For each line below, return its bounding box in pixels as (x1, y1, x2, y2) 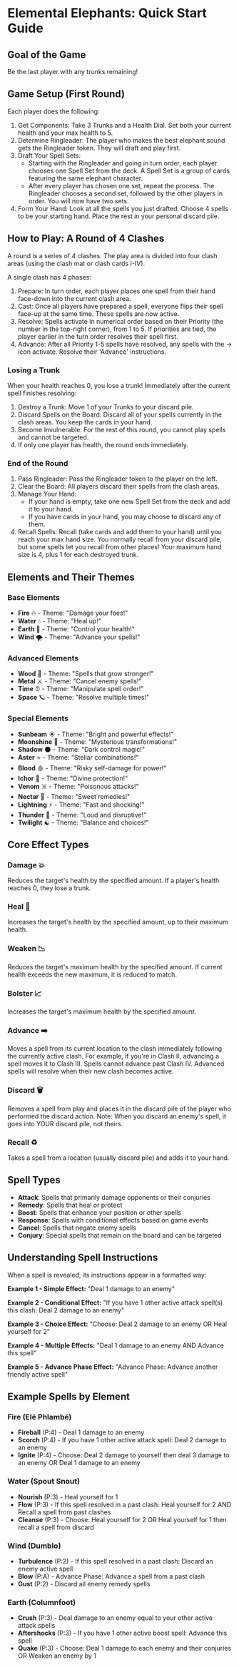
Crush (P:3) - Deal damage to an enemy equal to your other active (17, 1614, 213, 1622)
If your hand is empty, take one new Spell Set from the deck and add (28, 497, 230, 506)
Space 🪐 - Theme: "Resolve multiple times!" (17, 693, 150, 702)
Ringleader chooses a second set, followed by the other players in (28, 189, 223, 198)
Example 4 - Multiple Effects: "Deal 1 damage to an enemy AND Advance (7, 1341, 225, 1350)
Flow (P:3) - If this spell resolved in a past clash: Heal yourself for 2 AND (17, 1500, 232, 1509)
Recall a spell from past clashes (17, 1507, 111, 1516)
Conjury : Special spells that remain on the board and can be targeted (17, 1230, 223, 1239)
